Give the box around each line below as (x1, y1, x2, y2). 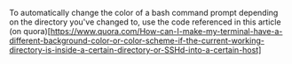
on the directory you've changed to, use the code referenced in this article (9, 17, 281, 27)
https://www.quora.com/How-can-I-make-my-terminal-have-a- (50, 26, 283, 36)
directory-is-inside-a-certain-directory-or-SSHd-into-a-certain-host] (9, 45, 262, 55)
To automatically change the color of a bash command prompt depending (9, 8, 279, 18)
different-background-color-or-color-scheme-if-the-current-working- (9, 35, 264, 46)
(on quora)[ (9, 26, 51, 36)
